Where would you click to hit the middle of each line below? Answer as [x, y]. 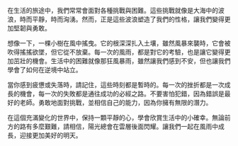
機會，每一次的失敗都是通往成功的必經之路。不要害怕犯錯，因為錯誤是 [122, 94]
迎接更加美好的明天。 [51, 135]
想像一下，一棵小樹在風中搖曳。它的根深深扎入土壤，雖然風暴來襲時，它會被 [119, 43]
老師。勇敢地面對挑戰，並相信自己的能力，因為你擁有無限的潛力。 [116, 102]
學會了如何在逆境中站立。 [45, 70]
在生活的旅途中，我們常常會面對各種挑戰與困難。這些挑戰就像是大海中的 [113, 10]
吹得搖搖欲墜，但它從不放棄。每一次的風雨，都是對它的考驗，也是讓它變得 [116, 52]
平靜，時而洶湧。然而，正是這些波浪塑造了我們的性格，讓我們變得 [128, 19]
